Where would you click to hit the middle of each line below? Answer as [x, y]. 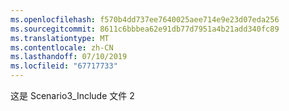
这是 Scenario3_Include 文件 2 [72, 95]
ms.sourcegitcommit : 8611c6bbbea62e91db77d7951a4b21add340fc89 [145, 29]
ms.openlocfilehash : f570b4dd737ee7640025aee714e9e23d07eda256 [145, 19]
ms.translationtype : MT [60, 38]
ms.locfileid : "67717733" [64, 66]
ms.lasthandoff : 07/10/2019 [69, 57]
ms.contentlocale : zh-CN [62, 47]
